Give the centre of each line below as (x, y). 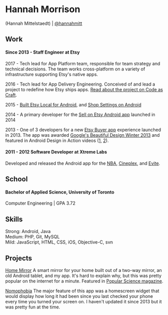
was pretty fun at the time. (33, 307)
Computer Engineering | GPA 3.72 (40, 203)
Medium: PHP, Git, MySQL (32, 237)
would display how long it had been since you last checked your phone (79, 296)
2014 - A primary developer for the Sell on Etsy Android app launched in (80, 114)
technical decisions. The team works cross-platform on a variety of (75, 69)
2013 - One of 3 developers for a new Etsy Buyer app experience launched (83, 130)
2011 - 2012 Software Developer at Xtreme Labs (56, 152)
